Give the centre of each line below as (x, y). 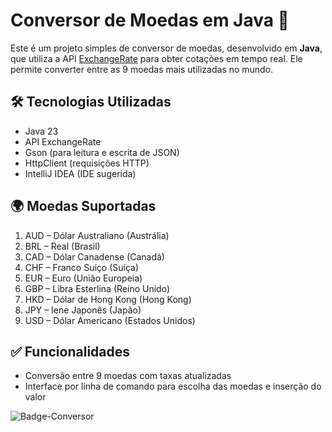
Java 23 (41, 131)
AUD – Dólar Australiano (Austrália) (97, 235)
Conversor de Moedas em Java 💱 (150, 20)
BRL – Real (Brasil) (62, 246)
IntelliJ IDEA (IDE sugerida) (80, 173)
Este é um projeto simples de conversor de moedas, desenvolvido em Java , (166, 48)
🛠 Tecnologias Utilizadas (91, 102)
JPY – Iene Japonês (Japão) (83, 310)
